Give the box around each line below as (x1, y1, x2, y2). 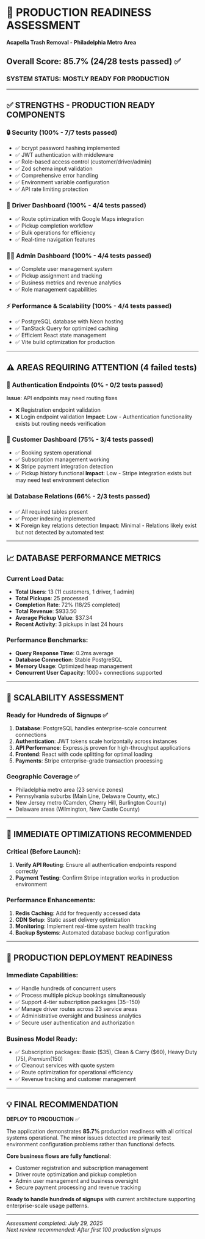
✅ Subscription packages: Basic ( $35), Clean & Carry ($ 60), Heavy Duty (15, 1049, 198, 1056)
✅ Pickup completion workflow (15, 222, 93, 229)
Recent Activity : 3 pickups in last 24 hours (15, 620, 124, 628)
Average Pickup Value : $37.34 (15, 614, 93, 622)
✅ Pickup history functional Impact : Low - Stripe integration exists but (15, 470, 192, 477)
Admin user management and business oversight (15, 1177, 138, 1185)
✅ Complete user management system (15, 265, 113, 272)
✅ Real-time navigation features (15, 235, 96, 243)
